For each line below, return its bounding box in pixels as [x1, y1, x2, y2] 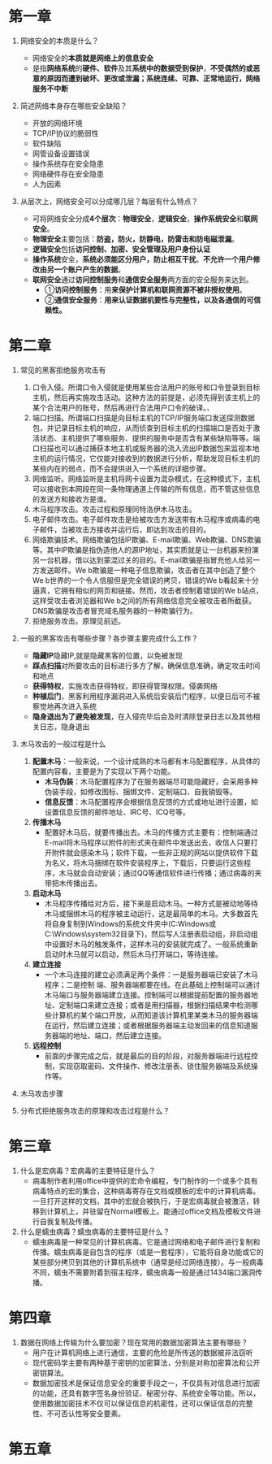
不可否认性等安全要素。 [46, 1408, 126, 1418]
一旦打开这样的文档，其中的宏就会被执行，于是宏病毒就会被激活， [32, 1196, 253, 1206]
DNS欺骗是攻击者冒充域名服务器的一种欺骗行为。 [32, 606, 197, 615]
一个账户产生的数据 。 [54, 264, 126, 274]
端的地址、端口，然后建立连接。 [58, 1030, 166, 1040]
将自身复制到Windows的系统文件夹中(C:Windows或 [44, 919, 217, 928]
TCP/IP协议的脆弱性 [32, 128, 99, 138]
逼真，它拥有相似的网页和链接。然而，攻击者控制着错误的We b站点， [32, 585, 264, 595]
